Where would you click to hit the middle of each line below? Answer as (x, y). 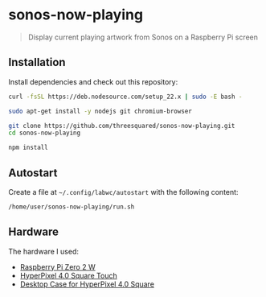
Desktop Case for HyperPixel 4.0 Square (87, 284)
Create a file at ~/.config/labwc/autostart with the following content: (123, 192)
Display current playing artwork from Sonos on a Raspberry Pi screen (143, 37)
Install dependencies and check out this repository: (93, 81)
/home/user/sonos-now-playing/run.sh (72, 207)
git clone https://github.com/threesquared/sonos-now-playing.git (122, 126)
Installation (37, 62)
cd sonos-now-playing (45, 133)
